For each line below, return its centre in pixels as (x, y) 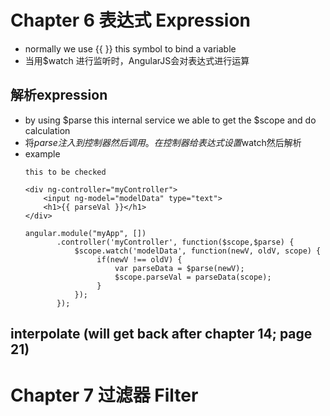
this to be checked (65, 172)
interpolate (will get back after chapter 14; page (161, 334)
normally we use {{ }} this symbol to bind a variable (130, 48)
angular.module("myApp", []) (85, 233)
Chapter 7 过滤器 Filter (104, 395)
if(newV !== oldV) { (139, 259)
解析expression (59, 95)
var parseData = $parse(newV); (179, 268)
